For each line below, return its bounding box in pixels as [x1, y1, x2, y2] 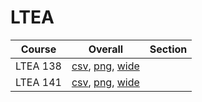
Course [20, 42, 57, 56]
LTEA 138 [15, 59, 62, 73]
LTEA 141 [15, 75, 62, 89]
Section [149, 42, 188, 56]
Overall [88, 42, 124, 56]
